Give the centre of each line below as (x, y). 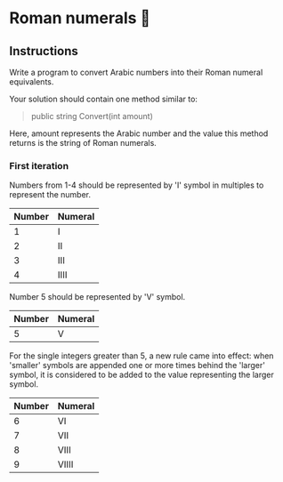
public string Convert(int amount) (92, 116)
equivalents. (32, 82)
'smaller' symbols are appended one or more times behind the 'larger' (137, 366)
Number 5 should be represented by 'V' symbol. (97, 297)
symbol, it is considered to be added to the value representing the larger (141, 375)
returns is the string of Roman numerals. (83, 143)
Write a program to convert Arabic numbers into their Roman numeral (136, 72)
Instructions (44, 51)
